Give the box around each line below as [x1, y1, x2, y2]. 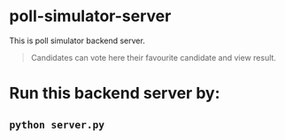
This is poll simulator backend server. [9, 35, 146, 46]
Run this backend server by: [9, 84, 220, 103]
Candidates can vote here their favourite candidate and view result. [30, 52, 277, 63]
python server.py [9, 118, 104, 131]
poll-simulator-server [9, 6, 172, 26]
